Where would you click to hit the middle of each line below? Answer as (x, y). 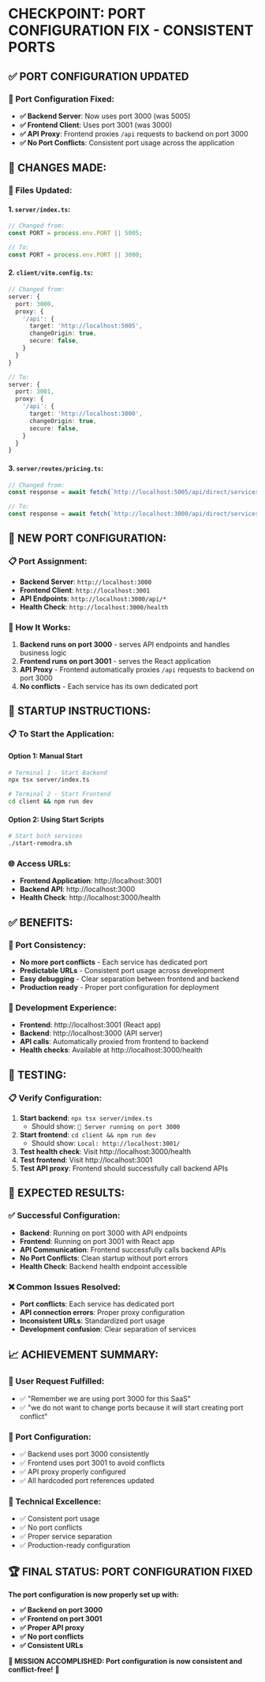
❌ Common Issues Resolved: (64, 1287)
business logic (43, 653)
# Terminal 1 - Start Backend (58, 773)
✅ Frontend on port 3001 (61, 1619)
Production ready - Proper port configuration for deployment (119, 987)
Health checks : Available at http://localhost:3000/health (111, 1050)
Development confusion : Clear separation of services (108, 1329)
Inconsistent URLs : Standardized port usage (92, 1321)
